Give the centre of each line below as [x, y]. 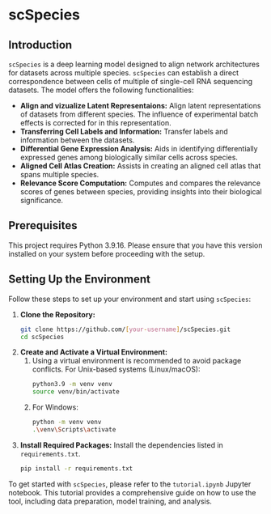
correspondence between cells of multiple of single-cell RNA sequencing [131, 81]
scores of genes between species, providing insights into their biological [141, 191]
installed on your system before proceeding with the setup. [107, 253]
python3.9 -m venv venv [72, 384]
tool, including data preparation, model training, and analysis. [110, 501]
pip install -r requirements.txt [76, 468]
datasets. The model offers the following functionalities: [101, 90]
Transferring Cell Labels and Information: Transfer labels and [124, 132]
